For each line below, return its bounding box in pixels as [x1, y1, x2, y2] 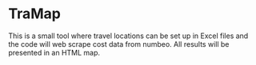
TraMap [8, 5, 62, 23]
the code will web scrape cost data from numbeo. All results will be [8, 39, 230, 48]
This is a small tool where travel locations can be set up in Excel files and [8, 31, 249, 40]
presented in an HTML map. [8, 48, 101, 57]
